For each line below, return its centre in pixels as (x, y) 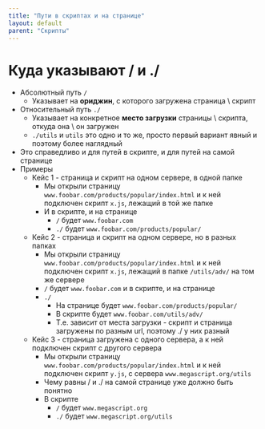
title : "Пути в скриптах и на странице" (77, 16)
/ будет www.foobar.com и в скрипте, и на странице (129, 289)
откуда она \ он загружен (75, 127)
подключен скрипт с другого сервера (97, 348)
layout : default (35, 23)
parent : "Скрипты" (39, 30)
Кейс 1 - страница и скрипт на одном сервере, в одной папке (137, 178)
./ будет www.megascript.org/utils (114, 416)
